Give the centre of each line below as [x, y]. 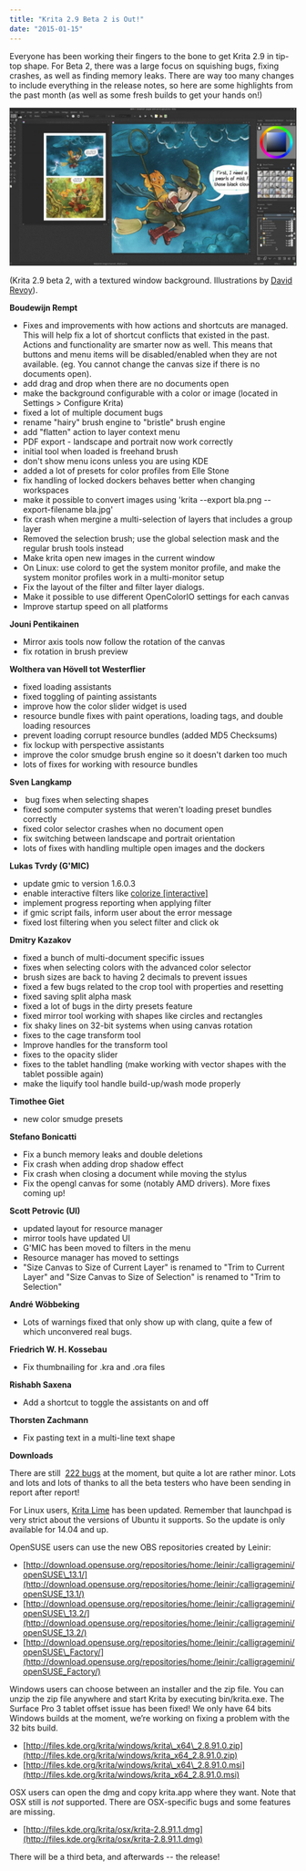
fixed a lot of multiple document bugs [93, 413]
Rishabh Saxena [41, 1385]
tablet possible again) [63, 1074]
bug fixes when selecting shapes [87, 800]
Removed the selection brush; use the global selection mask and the [151, 539]
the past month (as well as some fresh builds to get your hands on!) [136, 95]
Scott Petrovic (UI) [45, 1211]
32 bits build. [34, 1728]
